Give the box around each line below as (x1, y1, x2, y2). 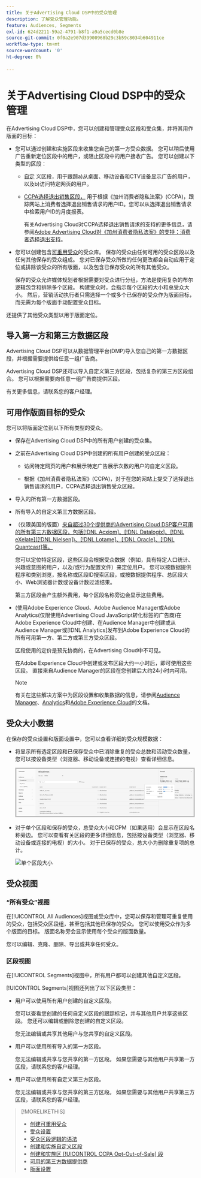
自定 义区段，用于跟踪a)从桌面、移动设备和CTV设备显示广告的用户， (23, 173, 193, 180)
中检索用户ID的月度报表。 (23, 207, 87, 215)
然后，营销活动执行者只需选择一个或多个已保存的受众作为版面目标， (26, 291, 195, 298)
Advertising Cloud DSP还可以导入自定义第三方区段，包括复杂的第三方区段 (6, 367, 188, 375)
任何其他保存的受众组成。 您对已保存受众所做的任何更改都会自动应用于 (14, 255, 190, 263)
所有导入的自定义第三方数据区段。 (14, 508, 99, 516)
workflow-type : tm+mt (6, 41, 60, 47)
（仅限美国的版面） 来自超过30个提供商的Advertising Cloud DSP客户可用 (14, 521, 193, 528)
